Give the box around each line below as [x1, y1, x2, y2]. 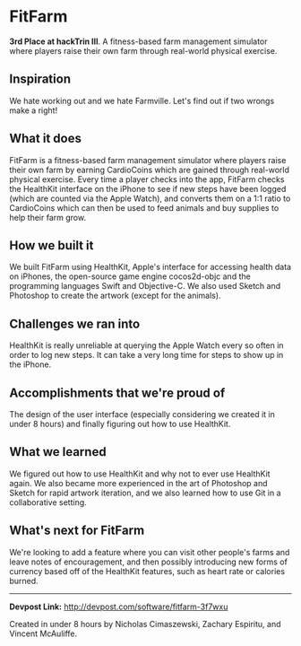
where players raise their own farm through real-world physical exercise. [9, 45, 278, 56]
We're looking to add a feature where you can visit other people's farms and [9, 546, 290, 557]
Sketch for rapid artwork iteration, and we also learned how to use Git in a [9, 487, 281, 498]
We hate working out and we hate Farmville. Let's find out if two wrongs [9, 95, 275, 106]
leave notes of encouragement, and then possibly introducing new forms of [9, 556, 288, 567]
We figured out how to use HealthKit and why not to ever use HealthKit [9, 468, 271, 479]
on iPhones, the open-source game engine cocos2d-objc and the [9, 271, 251, 282]
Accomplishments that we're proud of [9, 385, 226, 400]
